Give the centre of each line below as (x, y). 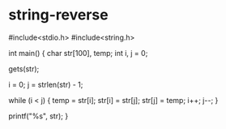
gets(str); (24, 69)
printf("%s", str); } (38, 116)
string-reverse (58, 15)
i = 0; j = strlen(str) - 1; (46, 84)
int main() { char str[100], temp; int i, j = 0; (78, 53)
